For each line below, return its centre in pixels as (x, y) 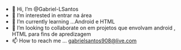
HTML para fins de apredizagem (51, 34)
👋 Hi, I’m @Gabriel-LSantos (45, 9)
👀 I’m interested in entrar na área (52, 15)
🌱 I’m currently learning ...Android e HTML (63, 21)
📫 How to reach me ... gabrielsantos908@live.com (74, 41)
